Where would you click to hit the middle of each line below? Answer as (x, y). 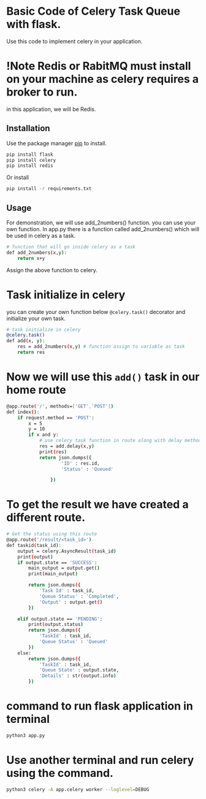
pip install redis (30, 166)
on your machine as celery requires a (103, 79)
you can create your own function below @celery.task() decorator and (96, 312)
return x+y (31, 258)
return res (31, 353)
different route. (46, 518)
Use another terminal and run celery (100, 760)
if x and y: (44, 435)
